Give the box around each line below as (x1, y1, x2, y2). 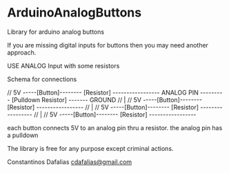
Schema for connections (7, 74, 77, 83)
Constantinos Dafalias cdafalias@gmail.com (7, 157, 132, 166)
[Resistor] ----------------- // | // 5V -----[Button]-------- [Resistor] (7, 103, 199, 111)
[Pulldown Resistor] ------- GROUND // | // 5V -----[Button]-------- (11, 95, 202, 104)
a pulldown (7, 131, 39, 139)
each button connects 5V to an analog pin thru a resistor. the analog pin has (7, 123, 223, 132)
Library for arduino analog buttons (7, 28, 105, 36)
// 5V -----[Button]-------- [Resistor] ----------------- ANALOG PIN (7, 88, 199, 96)
